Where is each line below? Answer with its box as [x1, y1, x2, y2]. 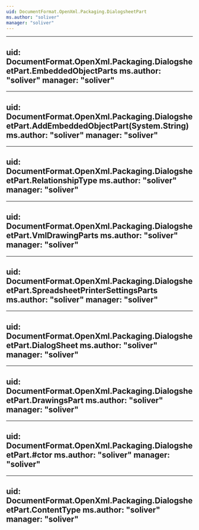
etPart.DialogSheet [6, 340, 78, 351]
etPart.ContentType [6, 505, 81, 515]
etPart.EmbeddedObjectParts [6, 66, 118, 76]
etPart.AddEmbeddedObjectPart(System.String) [6, 121, 190, 131]
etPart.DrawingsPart [6, 395, 84, 405]
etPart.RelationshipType [6, 176, 98, 186]
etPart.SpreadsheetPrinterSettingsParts [6, 286, 158, 296]
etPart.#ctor [6, 450, 53, 460]
